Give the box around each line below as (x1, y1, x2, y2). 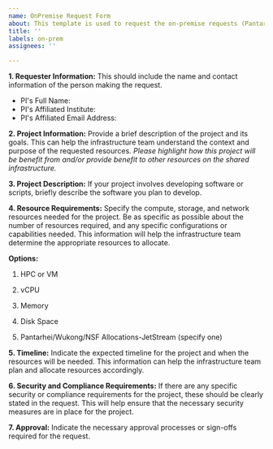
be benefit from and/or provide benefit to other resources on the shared (8, 155, 249, 165)
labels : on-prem (8, 34, 63, 43)
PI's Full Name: (19, 96, 71, 106)
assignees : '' (8, 42, 57, 50)
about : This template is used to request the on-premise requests (8, 19, 238, 28)
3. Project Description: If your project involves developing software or (8, 179, 244, 189)
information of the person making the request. (8, 80, 162, 90)
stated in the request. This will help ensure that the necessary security (8, 399, 244, 408)
